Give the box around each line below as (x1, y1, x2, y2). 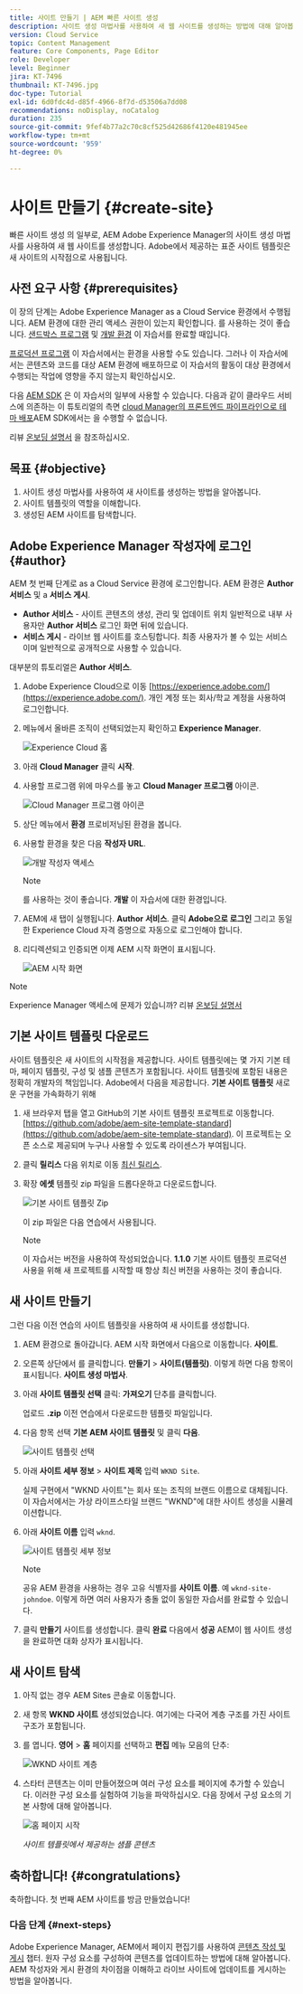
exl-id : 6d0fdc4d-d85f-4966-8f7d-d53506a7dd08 (9, 97, 188, 107)
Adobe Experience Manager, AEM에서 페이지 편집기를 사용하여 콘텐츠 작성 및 (9, 1941, 287, 1951)
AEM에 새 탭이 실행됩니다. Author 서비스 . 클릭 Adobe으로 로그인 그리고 (22, 913, 277, 923)
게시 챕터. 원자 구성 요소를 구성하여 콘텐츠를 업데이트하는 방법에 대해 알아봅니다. (9, 1952, 291, 1963)
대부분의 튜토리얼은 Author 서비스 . (9, 662, 133, 672)
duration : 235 (9, 114, 63, 123)
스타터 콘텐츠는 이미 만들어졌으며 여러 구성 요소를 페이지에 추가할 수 (22, 1778, 262, 1789)
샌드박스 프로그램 (28, 329, 89, 340)
